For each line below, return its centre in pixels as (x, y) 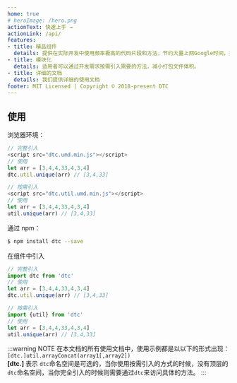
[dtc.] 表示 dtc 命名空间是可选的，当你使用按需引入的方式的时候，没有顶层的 (118, 364)
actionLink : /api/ (34, 34)
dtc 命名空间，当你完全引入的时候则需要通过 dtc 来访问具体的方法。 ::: (107, 372)
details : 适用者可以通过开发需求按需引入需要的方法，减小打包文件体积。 (107, 66)
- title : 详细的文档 (35, 73)
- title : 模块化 (30, 60)
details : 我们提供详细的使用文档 (57, 79)
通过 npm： (24, 228)
